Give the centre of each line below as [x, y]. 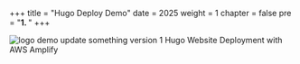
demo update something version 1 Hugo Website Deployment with [159, 40]
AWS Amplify [34, 50]
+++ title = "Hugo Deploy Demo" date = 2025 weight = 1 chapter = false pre [150, 13]
